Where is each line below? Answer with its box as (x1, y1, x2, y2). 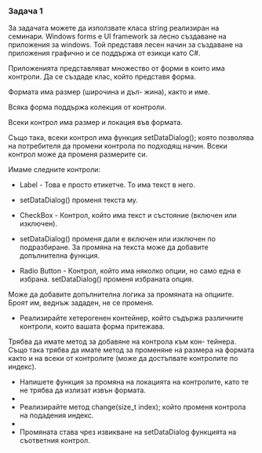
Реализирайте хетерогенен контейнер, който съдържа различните (19, 313, 244, 323)
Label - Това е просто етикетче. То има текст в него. (19, 180, 196, 190)
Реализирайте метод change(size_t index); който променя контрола (19, 403, 246, 412)
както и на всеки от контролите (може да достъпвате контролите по (8, 354, 238, 363)
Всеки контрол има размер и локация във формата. (8, 118, 183, 127)
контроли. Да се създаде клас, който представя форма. (8, 72, 196, 82)
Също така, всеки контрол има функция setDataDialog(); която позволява (8, 133, 254, 142)
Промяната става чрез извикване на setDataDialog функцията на (19, 427, 237, 437)
